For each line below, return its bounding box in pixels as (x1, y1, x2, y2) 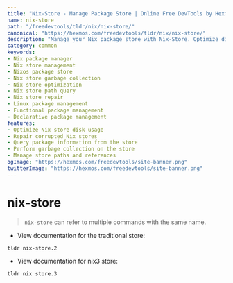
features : (7, 119, 36, 127)
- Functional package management (7, 107, 104, 114)
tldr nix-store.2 (7, 244, 58, 252)
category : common (7, 42, 58, 49)
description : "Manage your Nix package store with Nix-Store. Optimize (7, 36, 218, 43)
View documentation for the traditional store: (17, 231, 146, 239)
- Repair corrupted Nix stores (7, 132, 98, 139)
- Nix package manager (7, 55, 73, 62)
